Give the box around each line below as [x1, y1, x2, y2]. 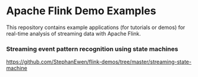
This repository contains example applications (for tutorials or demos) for [6, 24, 186, 31]
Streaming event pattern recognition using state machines [6, 44, 178, 53]
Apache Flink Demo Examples [6, 4, 156, 18]
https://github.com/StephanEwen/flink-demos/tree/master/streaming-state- [6, 58, 192, 66]
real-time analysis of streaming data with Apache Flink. [6, 30, 142, 37]
